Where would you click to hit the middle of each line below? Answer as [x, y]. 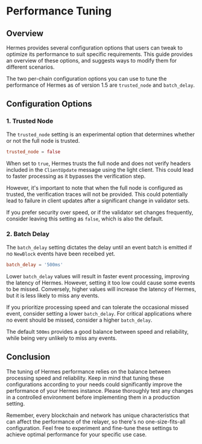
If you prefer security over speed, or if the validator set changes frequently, [100, 212]
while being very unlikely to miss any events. [62, 338]
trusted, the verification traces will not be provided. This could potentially [97, 194]
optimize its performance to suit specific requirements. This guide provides [99, 54]
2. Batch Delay [28, 234]
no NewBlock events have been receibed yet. [61, 254]
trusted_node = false [33, 152]
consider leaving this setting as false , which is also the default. [85, 219]
